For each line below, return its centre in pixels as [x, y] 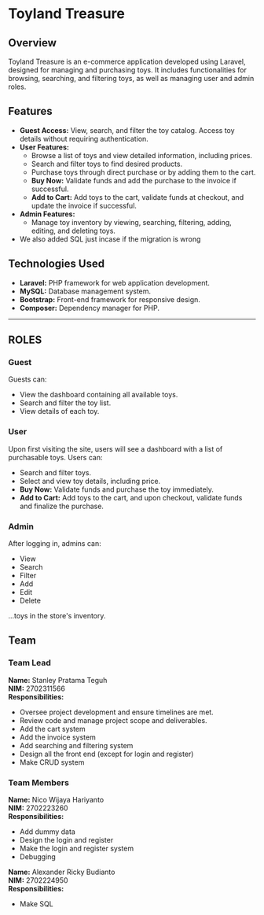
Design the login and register [66, 839]
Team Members [38, 782]
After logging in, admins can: [55, 543]
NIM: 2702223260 [38, 808]
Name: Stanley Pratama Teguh [58, 680]
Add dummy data [48, 832]
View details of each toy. [59, 411]
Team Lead [29, 663]
